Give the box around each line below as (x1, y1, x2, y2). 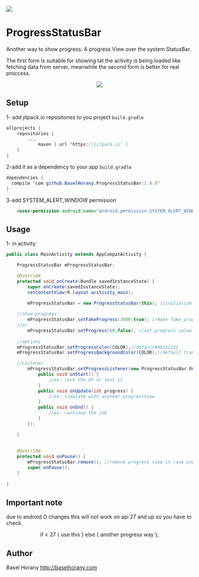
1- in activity (6, 240, 36, 247)
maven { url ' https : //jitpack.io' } (37, 142, 129, 148)
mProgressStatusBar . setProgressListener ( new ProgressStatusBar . (27, 366, 190, 372)
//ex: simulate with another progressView (48, 393, 155, 399)
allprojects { (6, 125, 41, 131)
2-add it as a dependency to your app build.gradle (6, 164, 132, 170)
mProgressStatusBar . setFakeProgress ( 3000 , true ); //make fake (27, 317, 182, 323)
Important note (6, 498, 63, 508)
